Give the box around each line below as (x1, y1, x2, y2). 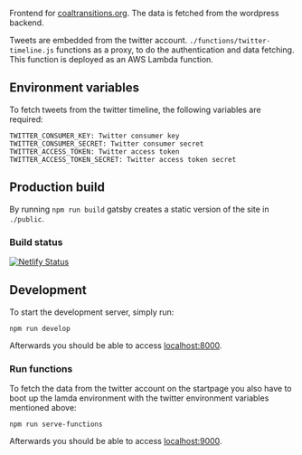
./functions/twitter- (189, 36, 271, 45)
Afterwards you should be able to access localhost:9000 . (9, 436, 222, 447)
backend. (9, 17, 44, 28)
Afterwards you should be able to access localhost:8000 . (9, 339, 222, 351)
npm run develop (9, 324, 71, 333)
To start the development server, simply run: (9, 307, 175, 318)
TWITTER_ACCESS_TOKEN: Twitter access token (9, 147, 180, 156)
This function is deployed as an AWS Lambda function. (9, 54, 214, 64)
